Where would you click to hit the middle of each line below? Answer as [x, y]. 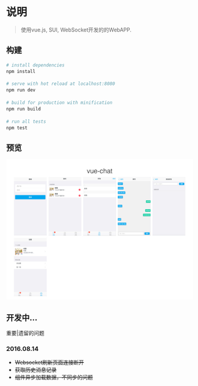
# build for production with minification [59, 103]
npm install [21, 71]
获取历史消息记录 [36, 370]
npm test [17, 128]
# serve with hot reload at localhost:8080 [61, 84]
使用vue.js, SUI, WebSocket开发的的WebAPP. [76, 30]
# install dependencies [36, 65]
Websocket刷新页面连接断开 [49, 362]
